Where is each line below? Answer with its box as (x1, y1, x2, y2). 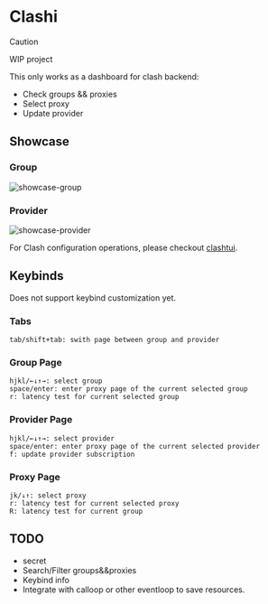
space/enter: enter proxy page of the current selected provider (9, 441, 260, 451)
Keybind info (22, 574, 70, 585)
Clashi (9, 6, 59, 27)
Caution (9, 36, 39, 47)
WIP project (9, 53, 53, 64)
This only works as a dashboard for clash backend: (9, 70, 199, 82)
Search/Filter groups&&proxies (22, 564, 137, 575)
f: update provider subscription (9, 450, 135, 459)
